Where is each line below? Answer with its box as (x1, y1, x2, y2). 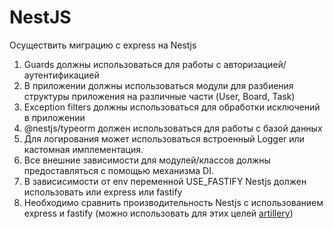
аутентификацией (23, 69, 100, 81)
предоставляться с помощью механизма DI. (23, 164, 214, 176)
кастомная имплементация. (23, 143, 144, 155)
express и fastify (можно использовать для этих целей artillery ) (23, 207, 294, 219)
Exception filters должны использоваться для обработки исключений (23, 101, 321, 113)
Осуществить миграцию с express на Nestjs (9, 39, 197, 51)
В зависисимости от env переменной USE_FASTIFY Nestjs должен (23, 175, 307, 187)
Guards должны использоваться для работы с (23, 58, 222, 70)
